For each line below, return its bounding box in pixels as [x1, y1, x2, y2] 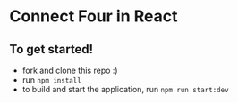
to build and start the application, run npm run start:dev [21, 84, 230, 94]
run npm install [21, 75, 82, 85]
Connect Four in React [9, 6, 178, 27]
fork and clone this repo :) [21, 65, 118, 75]
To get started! [9, 42, 94, 57]
